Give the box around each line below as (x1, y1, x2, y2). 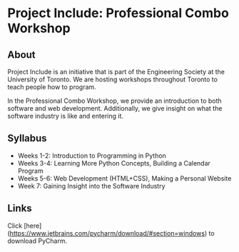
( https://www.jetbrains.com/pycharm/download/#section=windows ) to (7, 228, 215, 237)
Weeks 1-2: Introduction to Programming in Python (17, 151, 166, 160)
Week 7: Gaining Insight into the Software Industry (17, 181, 166, 190)
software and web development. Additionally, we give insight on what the (7, 104, 223, 112)
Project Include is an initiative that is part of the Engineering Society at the (7, 68, 225, 76)
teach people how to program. (7, 83, 96, 91)
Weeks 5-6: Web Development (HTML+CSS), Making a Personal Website (17, 173, 232, 183)
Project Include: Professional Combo (7, 5, 230, 21)
